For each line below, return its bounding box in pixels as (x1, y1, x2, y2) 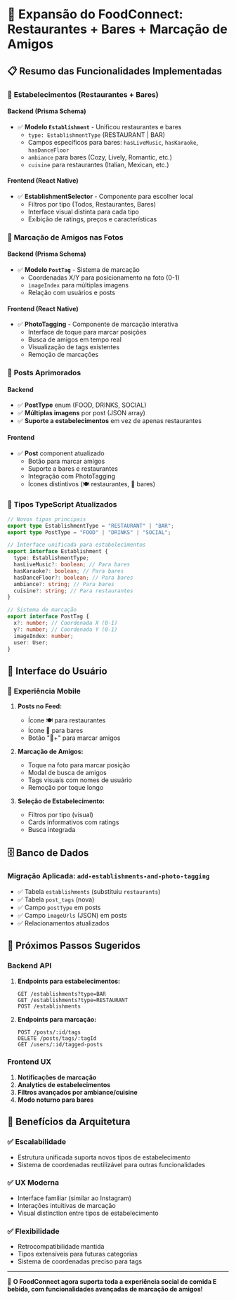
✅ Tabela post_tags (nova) (17, 895, 95, 904)
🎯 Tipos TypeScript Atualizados (7, 500, 117, 509)
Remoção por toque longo (27, 784, 104, 792)
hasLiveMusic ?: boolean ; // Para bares (13, 561, 131, 568)
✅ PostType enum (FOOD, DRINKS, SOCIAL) (17, 401, 147, 410)
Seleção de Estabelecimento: (17, 797, 105, 805)
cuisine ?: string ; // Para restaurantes (13, 587, 133, 594)
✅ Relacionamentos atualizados (17, 918, 110, 927)
